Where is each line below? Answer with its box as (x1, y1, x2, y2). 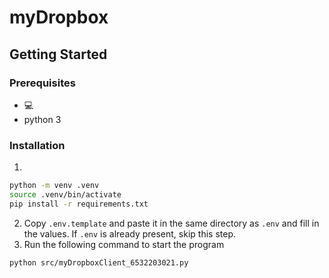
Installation (9, 138, 66, 152)
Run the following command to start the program (23, 238, 225, 250)
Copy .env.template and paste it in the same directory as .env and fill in (23, 217, 320, 229)
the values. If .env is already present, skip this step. (23, 227, 236, 240)
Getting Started (9, 46, 108, 63)
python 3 (23, 113, 62, 125)
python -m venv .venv (9, 181, 100, 191)
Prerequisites (9, 76, 76, 90)
